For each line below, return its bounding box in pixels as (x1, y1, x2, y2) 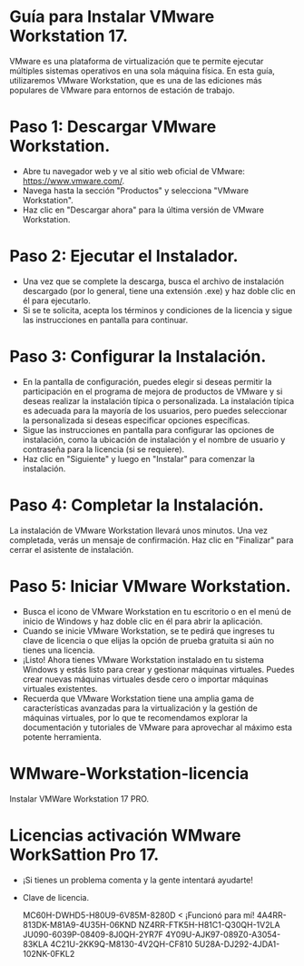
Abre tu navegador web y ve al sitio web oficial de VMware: (22, 165, 245, 176)
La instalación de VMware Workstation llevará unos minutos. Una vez (9, 525, 268, 536)
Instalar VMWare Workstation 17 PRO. (9, 793, 150, 804)
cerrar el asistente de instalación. (9, 544, 134, 555)
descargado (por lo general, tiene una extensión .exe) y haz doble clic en (22, 285, 296, 296)
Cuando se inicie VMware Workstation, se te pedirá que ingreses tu (22, 625, 275, 636)
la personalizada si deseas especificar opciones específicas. (22, 415, 250, 426)
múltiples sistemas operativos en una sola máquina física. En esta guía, (9, 65, 275, 76)
